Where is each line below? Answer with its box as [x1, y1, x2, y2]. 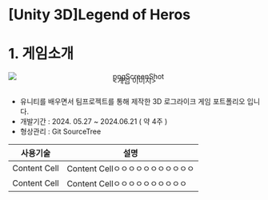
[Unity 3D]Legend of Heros [8, 6, 190, 24]
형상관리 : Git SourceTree [19, 126, 102, 137]
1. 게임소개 [8, 45, 74, 63]
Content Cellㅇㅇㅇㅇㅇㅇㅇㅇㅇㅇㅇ [66, 163, 194, 174]
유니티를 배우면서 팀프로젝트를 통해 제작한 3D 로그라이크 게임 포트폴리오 [19, 97, 246, 106]
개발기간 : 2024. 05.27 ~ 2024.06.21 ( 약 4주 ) [19, 117, 168, 126]
